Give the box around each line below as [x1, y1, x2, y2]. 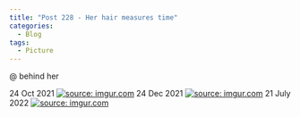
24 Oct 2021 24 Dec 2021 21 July [9, 88, 291, 99]
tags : [9, 38, 30, 47]
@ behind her [9, 71, 60, 81]
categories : [9, 21, 54, 30]
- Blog [17, 29, 42, 38]
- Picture [17, 46, 54, 55]
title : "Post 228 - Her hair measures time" [9, 13, 178, 22]
